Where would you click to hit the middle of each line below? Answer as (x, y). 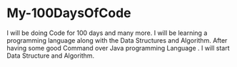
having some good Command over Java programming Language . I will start (118, 48)
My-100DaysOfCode (69, 13)
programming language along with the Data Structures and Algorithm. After (117, 40)
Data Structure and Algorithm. (51, 56)
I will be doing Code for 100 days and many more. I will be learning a (107, 33)
